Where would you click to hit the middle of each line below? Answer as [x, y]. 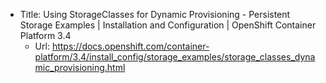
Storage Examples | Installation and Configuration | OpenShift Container [168, 25]
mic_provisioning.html [80, 67]
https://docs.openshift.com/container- [130, 46]
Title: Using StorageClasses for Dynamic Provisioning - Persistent [155, 14]
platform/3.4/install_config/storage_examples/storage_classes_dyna [175, 57]
